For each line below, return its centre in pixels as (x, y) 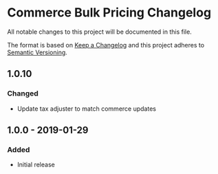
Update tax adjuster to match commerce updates (87, 109)
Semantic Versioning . (37, 52)
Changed (23, 94)
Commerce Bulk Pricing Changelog (109, 13)
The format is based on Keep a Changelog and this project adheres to (106, 45)
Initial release (36, 165)
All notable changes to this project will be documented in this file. (100, 32)
